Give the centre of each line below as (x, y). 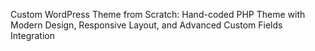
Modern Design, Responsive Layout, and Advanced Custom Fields (146, 25)
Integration (32, 35)
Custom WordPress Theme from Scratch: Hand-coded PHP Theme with (158, 14)
